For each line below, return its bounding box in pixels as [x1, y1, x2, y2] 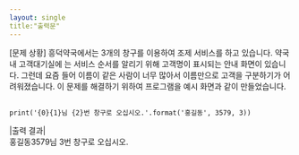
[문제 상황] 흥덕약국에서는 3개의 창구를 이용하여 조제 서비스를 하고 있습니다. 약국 [9, 47, 290, 58]
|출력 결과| [9, 125, 47, 135]
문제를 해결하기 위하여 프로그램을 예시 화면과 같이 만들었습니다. [66, 81, 286, 91]
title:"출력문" [9, 22, 61, 30]
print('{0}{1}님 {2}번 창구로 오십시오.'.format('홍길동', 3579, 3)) [9, 108, 252, 117]
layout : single [9, 13, 66, 22]
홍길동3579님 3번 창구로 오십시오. [9, 136, 129, 147]
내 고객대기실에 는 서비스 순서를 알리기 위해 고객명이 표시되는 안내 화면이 [9, 58, 262, 69]
